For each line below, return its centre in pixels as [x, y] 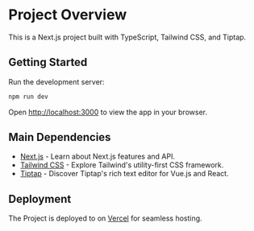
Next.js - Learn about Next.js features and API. [98, 157]
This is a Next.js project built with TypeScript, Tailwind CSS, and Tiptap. [127, 37]
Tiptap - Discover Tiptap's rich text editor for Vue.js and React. [124, 174]
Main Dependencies [60, 137]
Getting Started [48, 62]
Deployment [40, 199]
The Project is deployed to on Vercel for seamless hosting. [106, 218]
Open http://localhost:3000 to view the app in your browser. [108, 112]
